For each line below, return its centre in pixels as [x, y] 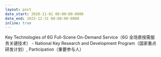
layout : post [18, 9]
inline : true [18, 23]
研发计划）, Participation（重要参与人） [45, 49]
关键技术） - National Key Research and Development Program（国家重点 [83, 43]
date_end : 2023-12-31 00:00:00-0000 [42, 18]
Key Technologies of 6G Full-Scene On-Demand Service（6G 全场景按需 [78, 37]
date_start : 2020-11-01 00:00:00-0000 [44, 14]
